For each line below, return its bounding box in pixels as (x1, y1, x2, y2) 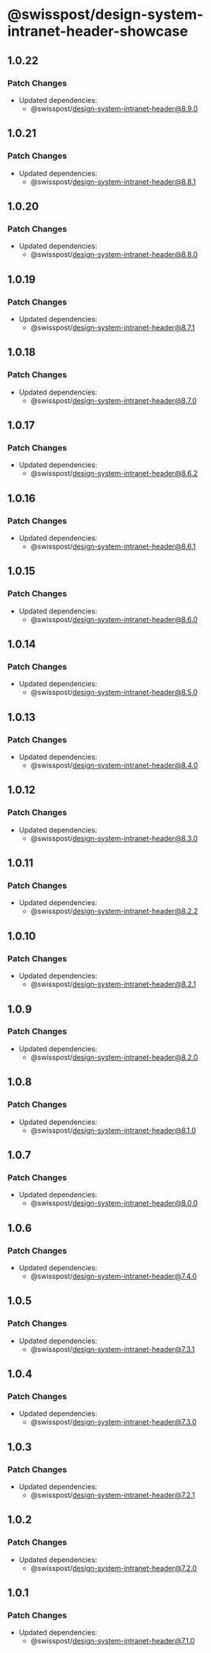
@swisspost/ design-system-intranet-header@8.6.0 (30, 614, 198, 624)
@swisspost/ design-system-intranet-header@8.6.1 (30, 542, 196, 551)
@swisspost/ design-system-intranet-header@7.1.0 (30, 1636, 195, 1646)
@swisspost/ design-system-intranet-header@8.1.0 (30, 1125, 196, 1135)
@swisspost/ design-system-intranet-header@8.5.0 (30, 688, 198, 697)
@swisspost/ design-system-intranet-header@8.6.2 (30, 469, 198, 478)
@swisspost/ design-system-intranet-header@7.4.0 (30, 1271, 198, 1281)
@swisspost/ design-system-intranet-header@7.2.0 (30, 1563, 198, 1572)
